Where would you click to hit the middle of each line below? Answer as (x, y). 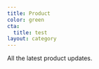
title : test (31, 32)
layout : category (32, 39)
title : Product (29, 13)
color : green (26, 20)
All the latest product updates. (50, 58)
